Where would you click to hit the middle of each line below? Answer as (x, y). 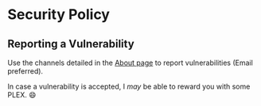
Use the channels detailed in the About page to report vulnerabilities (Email (130, 62)
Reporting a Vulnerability (71, 44)
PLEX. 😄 (22, 95)
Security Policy (59, 15)
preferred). (25, 71)
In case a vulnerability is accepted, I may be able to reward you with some (129, 86)
